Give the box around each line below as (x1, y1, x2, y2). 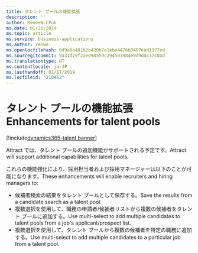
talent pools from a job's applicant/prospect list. (14, 219, 132, 226)
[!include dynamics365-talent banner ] (6, 134, 98, 142)
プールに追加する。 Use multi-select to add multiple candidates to (21, 213, 181, 220)
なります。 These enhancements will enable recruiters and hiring (16, 173, 173, 180)
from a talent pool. (14, 241, 60, 248)
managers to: (6, 180, 38, 187)
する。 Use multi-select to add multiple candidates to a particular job (14, 234, 181, 241)
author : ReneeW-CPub (6, 20, 57, 25)
